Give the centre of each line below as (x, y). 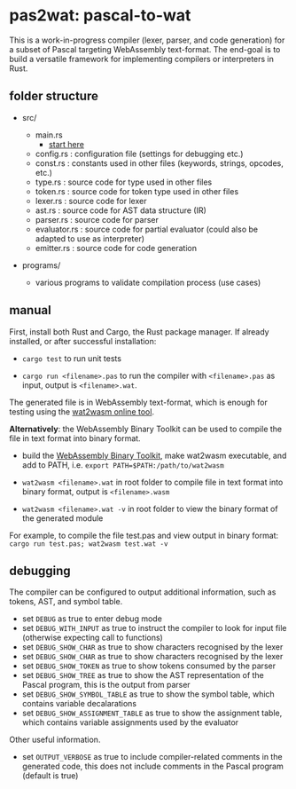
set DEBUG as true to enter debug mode (92, 619)
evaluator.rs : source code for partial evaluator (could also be (147, 229)
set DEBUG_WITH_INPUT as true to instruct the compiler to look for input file (154, 628)
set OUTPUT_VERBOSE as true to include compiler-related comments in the (152, 757)
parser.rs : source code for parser (97, 219)
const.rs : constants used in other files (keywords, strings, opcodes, (159, 163)
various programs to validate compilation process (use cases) (148, 282)
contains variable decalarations (79, 704)
